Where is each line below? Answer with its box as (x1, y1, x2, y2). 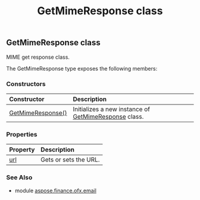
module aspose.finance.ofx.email (14, 187, 97, 194)
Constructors (6, 80, 46, 88)
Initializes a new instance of (73, 105, 151, 113)
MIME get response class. (6, 53, 70, 61)
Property (9, 145, 35, 154)
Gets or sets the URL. (40, 155, 100, 164)
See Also (6, 173, 33, 182)
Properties (6, 130, 37, 138)
